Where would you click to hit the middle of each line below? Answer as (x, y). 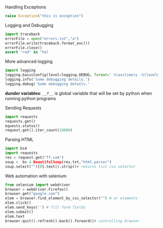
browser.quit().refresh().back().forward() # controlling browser (72, 221)
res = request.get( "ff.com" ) (34, 158)
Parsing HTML (19, 140)
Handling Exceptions (26, 7)
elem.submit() (19, 212)
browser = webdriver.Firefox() (37, 189)
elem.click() (18, 203)
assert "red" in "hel (27, 52)
